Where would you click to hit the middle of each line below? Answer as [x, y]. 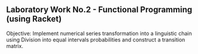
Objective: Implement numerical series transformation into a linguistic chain [99, 33]
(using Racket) [34, 19]
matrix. [15, 46]
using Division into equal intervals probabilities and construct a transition [96, 39]
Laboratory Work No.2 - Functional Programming [99, 10]
